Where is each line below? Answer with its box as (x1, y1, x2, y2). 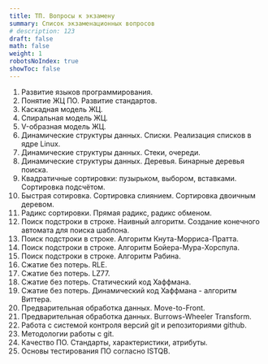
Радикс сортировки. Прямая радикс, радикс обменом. (20, 208, 212, 218)
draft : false (9, 34, 54, 43)
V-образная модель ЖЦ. (20, 121, 106, 131)
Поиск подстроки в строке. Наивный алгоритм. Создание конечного (20, 216, 261, 226)
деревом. (20, 199, 55, 209)
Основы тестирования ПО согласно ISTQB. (20, 346, 171, 356)
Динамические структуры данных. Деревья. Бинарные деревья (20, 156, 244, 166)
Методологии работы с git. (20, 328, 115, 338)
